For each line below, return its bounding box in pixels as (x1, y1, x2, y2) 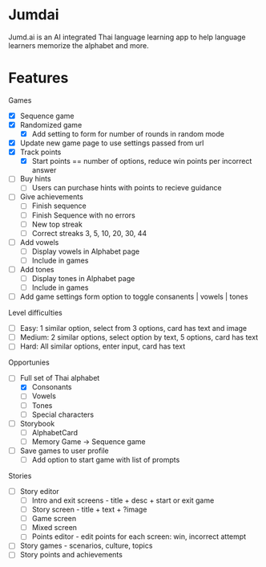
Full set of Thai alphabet (19, 373, 100, 383)
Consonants (31, 382, 72, 392)
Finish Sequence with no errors (31, 210, 136, 220)
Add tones (19, 264, 54, 274)
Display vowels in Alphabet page (31, 247, 140, 256)
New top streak (31, 219, 83, 229)
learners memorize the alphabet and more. (8, 40, 150, 50)
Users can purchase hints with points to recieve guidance (31, 183, 222, 193)
